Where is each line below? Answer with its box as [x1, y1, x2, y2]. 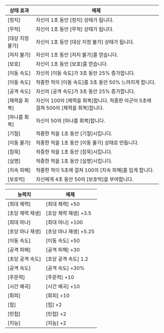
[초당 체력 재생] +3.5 [45, 210, 92, 216]
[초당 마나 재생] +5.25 [45, 228, 95, 235]
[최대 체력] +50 [45, 201, 80, 207]
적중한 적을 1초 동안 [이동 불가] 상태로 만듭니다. [36, 139, 139, 146]
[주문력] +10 [45, 274, 74, 280]
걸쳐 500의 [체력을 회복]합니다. [36, 104, 104, 111]
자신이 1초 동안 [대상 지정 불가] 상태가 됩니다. [36, 39, 134, 45]
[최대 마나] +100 [45, 219, 83, 226]
